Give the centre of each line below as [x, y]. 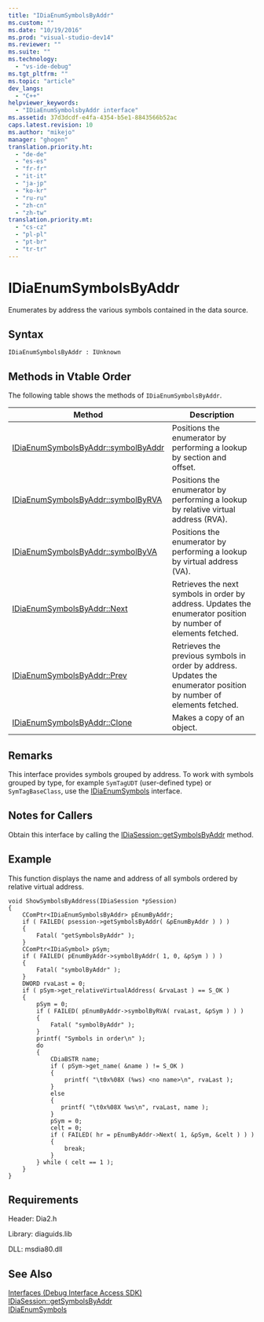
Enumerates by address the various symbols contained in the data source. [128, 309]
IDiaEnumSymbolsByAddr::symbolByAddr [88, 448]
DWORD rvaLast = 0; [54, 983]
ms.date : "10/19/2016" [45, 30]
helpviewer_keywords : [44, 103]
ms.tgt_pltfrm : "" [38, 74]
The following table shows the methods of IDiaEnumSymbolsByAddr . [115, 396]
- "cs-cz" [31, 227]
